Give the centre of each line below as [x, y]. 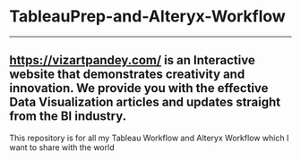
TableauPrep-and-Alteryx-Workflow [148, 17]
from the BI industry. [68, 117]
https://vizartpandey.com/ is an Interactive [132, 60]
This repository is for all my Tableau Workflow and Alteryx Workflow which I [149, 138]
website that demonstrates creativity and [127, 75]
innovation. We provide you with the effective [139, 88]
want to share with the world [62, 147]
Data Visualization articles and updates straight [145, 102]
